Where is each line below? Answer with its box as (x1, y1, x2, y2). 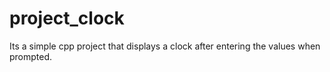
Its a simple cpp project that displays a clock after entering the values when (9, 40, 321, 52)
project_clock (9, 7, 125, 30)
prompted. (9, 50, 53, 62)
